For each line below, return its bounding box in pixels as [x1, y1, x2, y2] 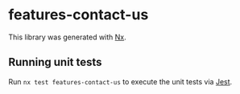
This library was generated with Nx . [8, 32, 126, 42]
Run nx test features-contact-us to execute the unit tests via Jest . [8, 76, 233, 86]
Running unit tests [8, 55, 102, 69]
